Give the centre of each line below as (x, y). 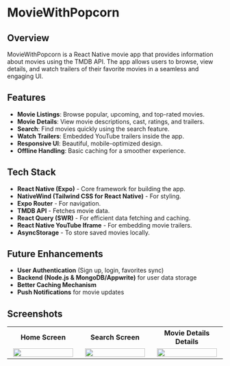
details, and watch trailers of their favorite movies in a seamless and (103, 69)
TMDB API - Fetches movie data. (63, 210)
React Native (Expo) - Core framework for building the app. (101, 188)
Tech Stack (31, 172)
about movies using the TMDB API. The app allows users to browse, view (110, 62)
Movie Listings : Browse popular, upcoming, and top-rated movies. (111, 114)
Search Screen (115, 337)
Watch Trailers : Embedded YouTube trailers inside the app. (101, 136)
